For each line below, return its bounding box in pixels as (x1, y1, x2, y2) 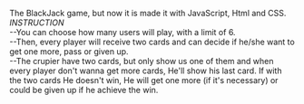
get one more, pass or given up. (9, 46, 129, 57)
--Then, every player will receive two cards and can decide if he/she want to (9, 36, 295, 47)
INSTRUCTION (9, 17, 64, 28)
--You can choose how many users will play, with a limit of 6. (9, 27, 236, 37)
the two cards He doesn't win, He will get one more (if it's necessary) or (9, 75, 279, 85)
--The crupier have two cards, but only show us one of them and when (9, 56, 274, 66)
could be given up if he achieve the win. (9, 85, 159, 95)
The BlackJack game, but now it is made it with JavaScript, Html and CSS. (9, 8, 287, 18)
